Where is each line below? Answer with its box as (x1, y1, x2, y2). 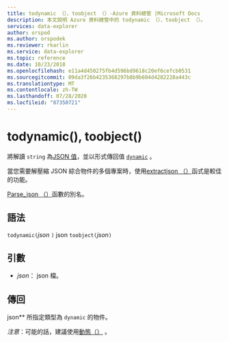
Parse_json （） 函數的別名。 (7, 190, 88, 198)
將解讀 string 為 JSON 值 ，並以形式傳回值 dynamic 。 (7, 152, 156, 160)
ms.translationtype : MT (7, 80, 75, 87)
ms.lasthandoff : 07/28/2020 (7, 93, 87, 100)
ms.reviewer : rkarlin (7, 42, 69, 49)
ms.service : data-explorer (7, 49, 84, 56)
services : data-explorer (7, 23, 78, 29)
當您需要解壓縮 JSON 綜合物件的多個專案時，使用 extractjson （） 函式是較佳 (7, 167, 222, 175)
